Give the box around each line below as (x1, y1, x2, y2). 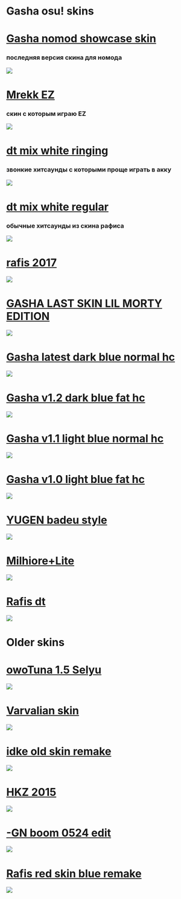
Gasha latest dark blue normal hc (6, 350, 176, 364)
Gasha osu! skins (6, 4, 95, 18)
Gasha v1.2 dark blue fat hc (6, 391, 145, 405)
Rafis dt (6, 595, 46, 608)
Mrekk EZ (6, 88, 56, 101)
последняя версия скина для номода (6, 53, 122, 62)
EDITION (6, 310, 50, 324)
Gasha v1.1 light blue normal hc (6, 432, 164, 446)
